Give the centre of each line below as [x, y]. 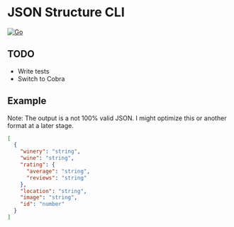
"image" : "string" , [49, 198]
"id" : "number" [43, 204]
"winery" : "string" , [50, 152]
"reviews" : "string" [56, 177]
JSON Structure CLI [66, 12]
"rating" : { [38, 165]
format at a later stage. [41, 125]
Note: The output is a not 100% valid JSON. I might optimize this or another [117, 118]
